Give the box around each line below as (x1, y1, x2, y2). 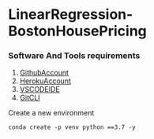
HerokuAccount (19, 76, 71, 86)
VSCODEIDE (19, 85, 61, 94)
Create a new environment (8, 108, 95, 118)
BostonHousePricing (8, 22, 148, 40)
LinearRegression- (8, 5, 133, 24)
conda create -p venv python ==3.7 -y (8, 123, 136, 131)
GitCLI (19, 93, 41, 103)
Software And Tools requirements (8, 50, 141, 61)
